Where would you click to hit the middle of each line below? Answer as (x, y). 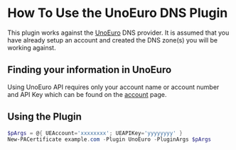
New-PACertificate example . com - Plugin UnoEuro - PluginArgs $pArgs (109, 139)
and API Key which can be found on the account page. (87, 94)
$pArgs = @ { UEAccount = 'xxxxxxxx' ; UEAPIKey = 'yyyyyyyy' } (95, 133)
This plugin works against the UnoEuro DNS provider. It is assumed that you (118, 33)
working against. (32, 47)
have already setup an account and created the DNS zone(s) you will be (113, 40)
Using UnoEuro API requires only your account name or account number (113, 87)
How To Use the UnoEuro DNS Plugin (118, 13)
